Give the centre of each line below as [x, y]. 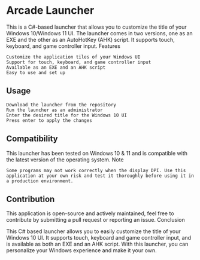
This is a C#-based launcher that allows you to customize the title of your [96, 27]
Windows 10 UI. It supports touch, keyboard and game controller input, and [99, 238]
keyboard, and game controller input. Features [63, 46]
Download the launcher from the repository [61, 105]
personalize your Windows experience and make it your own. [81, 250]
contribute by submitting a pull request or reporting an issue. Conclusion [96, 220]
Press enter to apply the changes [49, 120]
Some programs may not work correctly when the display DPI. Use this [96, 170]
